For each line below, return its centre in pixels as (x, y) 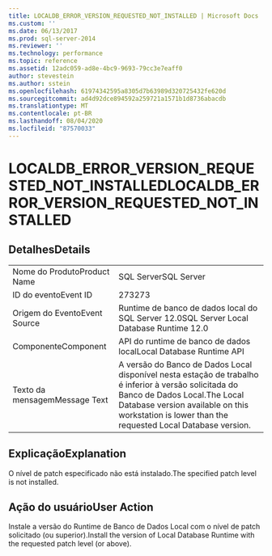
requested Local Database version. (185, 425)
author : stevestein (41, 76)
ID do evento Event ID (53, 294)
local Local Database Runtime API (181, 351)
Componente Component (59, 346)
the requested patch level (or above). (70, 544)
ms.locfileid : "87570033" (52, 128)
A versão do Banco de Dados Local (185, 364)
